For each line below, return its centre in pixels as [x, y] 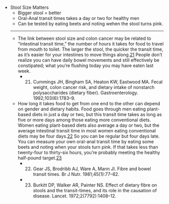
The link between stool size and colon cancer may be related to [84, 38]
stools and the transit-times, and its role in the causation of [95, 190]
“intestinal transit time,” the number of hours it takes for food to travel [91, 44]
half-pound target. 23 [40, 158]
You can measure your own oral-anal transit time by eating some [86, 142]
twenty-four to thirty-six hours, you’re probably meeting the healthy [89, 152]
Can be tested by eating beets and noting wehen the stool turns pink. [90, 24]
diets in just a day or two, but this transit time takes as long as [97, 114]
